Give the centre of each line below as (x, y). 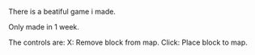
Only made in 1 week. (44, 27)
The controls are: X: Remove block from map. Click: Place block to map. (128, 42)
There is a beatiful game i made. (62, 12)
